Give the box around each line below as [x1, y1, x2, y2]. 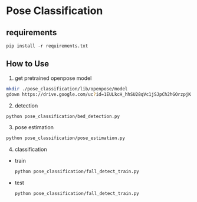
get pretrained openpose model [14, 75, 92, 82]
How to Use [6, 59, 50, 69]
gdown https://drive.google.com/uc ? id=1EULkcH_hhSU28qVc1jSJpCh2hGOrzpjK [6, 91, 192, 97]
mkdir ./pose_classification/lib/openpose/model [6, 86, 128, 92]
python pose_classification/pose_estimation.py [6, 135, 126, 142]
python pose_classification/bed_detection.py [6, 113, 120, 119]
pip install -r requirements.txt [6, 43, 88, 49]
